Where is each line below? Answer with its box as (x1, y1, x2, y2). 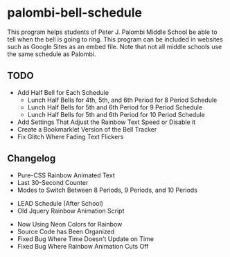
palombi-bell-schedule (7, 5, 143, 21)
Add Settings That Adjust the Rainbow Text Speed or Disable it (17, 118, 196, 126)
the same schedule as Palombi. (7, 50, 96, 58)
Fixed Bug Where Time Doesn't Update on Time (17, 234, 154, 243)
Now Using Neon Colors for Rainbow (17, 220, 123, 228)
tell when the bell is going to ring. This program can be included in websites (7, 35, 223, 43)
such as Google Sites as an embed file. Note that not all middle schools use (7, 42, 222, 51)
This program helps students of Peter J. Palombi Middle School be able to (7, 28, 218, 36)
